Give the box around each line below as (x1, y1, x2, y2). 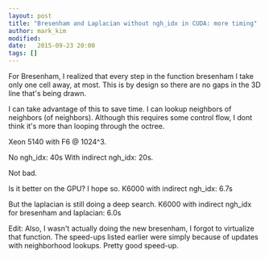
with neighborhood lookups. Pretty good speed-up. (8, 241, 179, 250)
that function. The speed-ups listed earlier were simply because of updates (8, 232, 259, 242)
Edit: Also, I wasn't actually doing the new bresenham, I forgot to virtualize (8, 223, 255, 233)
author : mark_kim (8, 27, 67, 35)
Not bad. (8, 169, 38, 177)
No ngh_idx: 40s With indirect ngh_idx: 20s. (8, 152, 154, 162)
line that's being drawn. (8, 89, 87, 98)
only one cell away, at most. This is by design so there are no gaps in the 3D (8, 80, 262, 89)
